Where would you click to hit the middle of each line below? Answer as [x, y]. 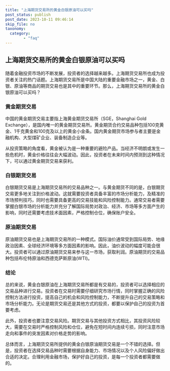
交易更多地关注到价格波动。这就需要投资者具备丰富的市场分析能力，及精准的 [85, 194]
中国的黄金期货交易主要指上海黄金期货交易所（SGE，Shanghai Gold [76, 118]
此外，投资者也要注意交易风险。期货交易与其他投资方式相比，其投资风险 [80, 320]
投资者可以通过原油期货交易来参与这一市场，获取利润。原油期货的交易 [87, 252]
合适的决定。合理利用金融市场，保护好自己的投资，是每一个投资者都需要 [80, 357]
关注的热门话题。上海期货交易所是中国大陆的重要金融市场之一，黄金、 [87, 80]
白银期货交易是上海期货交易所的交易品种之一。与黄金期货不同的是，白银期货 [85, 188]
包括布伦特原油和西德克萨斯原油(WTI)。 [51, 258]
